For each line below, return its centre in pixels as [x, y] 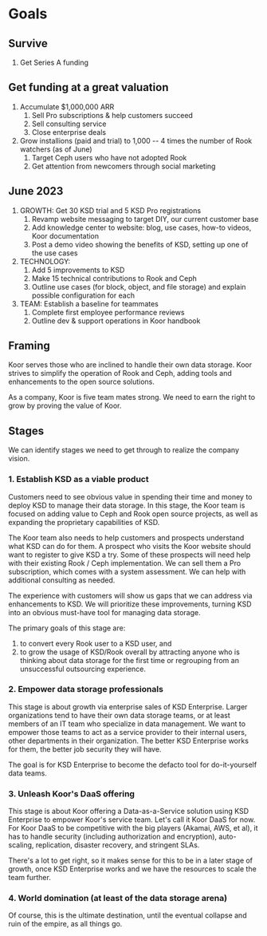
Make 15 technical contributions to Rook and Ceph [114, 278]
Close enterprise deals [69, 132]
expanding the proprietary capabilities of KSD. [84, 522]
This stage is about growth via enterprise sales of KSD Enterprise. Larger [128, 706]
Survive [28, 43]
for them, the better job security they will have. [85, 749]
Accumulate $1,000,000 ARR [67, 107]
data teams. [28, 773]
